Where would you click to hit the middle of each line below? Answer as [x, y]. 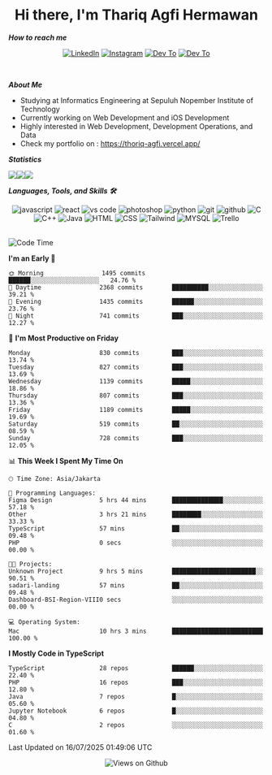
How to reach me [38, 37]
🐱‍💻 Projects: [30, 564]
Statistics [25, 159]
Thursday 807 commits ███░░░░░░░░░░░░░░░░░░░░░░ [136, 396]
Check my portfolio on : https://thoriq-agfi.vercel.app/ [110, 143]
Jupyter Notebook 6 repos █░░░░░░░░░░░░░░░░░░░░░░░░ [136, 711]
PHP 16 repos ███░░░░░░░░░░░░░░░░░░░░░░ [136, 682]
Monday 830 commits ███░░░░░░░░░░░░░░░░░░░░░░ [136, 353]
